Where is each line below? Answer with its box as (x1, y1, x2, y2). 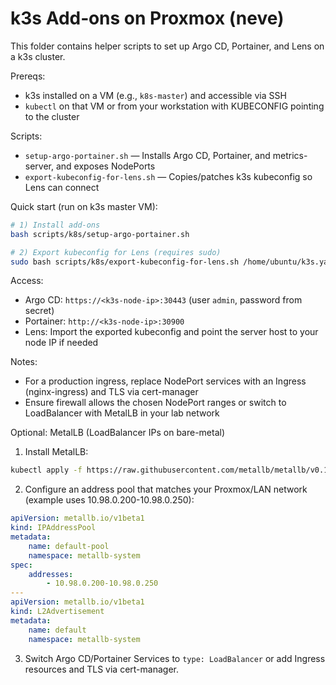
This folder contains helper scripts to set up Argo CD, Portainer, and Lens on (10, 40, 325, 52)
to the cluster (24, 110, 80, 122)
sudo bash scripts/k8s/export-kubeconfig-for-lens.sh (10, 257, 240, 267)
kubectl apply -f (10, 465, 83, 476)
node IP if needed (24, 337, 99, 349)
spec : (10, 560, 33, 570)
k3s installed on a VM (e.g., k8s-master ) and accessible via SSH (24, 89, 287, 101)
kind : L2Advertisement (10, 607, 105, 617)
